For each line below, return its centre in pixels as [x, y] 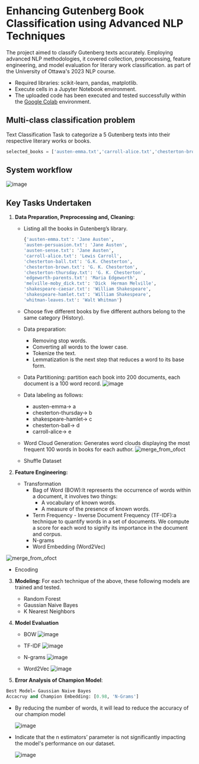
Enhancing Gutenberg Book [75, 11]
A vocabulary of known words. [79, 502]
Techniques [36, 36]
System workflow [39, 170]
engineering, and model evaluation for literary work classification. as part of [99, 65]
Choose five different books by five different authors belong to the [104, 311]
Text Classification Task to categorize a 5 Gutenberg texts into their [88, 134]
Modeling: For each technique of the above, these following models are [102, 581]
